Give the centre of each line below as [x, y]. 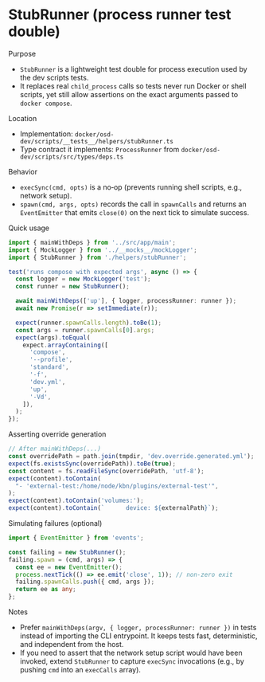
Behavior [23, 171]
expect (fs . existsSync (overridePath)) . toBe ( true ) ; [92, 464]
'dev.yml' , [47, 382]
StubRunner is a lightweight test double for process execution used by [134, 69]
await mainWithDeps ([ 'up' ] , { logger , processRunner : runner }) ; [126, 301]
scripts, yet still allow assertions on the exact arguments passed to [129, 94]
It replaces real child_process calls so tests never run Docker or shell [133, 86]
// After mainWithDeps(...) [55, 449]
